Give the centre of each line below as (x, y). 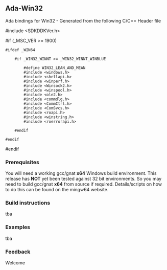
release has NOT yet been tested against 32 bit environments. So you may (83, 179)
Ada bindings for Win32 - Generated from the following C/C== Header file (83, 20)
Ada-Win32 (24, 8)
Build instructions (28, 203)
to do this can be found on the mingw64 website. (57, 190)
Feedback (18, 252)
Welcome (15, 263)
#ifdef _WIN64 (20, 50)
